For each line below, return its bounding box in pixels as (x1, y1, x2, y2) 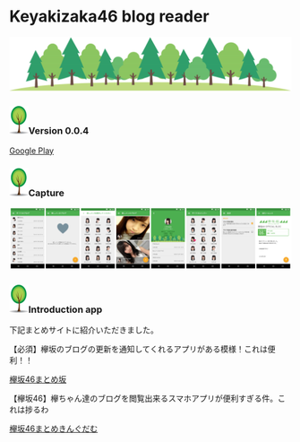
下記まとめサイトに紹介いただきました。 (9, 325, 159, 335)
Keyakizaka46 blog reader (9, 6, 210, 27)
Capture (28, 186, 65, 199)
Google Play (9, 145, 55, 156)
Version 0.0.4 (28, 125, 90, 137)
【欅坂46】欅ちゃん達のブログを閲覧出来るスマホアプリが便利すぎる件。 (9, 393, 279, 403)
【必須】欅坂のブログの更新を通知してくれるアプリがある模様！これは (9, 343, 269, 354)
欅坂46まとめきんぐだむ (9, 423, 99, 434)
